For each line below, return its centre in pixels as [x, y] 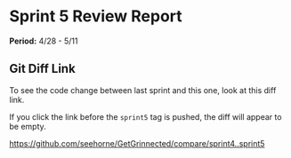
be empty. [28, 126]
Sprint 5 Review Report [96, 16]
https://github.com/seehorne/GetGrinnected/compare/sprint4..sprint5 [137, 143]
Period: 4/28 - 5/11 [44, 41]
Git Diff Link [42, 69]
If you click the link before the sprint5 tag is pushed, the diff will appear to [145, 116]
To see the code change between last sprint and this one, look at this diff [143, 90]
